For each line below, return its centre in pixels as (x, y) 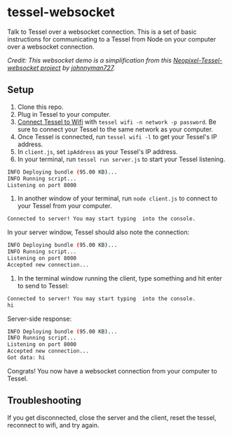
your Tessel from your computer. (64, 206)
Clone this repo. (40, 107)
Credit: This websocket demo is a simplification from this (89, 60)
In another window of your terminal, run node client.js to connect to (117, 198)
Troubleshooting (45, 400)
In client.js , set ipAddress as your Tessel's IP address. (97, 151)
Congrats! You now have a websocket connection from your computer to (112, 371)
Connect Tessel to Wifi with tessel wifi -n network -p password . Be (117, 122)
